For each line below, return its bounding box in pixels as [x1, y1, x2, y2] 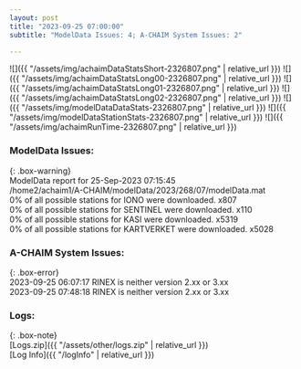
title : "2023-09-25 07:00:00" [9, 22, 125, 31]
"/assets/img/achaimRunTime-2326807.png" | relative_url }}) [9, 121, 237, 132]
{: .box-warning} [9, 165, 71, 176]
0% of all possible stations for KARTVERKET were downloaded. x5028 [9, 223, 275, 234]
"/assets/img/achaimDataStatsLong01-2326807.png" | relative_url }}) [21, 83, 280, 94]
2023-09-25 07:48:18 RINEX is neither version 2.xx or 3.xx [9, 286, 230, 297]
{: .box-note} [9, 330, 57, 341]
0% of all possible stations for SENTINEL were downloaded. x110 [9, 204, 253, 215]
